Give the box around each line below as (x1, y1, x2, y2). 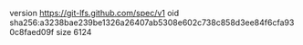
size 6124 (56, 27, 92, 37)
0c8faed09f (9, 27, 55, 37)
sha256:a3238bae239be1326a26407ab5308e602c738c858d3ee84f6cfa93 (9, 17, 295, 28)
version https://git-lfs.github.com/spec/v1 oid (9, 8, 180, 18)
